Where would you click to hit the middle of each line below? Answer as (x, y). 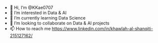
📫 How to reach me (30, 29)
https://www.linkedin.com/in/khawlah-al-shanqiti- (102, 29)
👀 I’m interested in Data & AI (38, 13)
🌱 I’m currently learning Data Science (48, 18)
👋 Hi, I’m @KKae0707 (31, 8)
